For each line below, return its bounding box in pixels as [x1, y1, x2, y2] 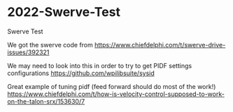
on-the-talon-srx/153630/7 [7, 97, 85, 105]
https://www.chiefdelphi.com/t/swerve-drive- [94, 40, 226, 49]
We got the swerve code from [7, 40, 93, 49]
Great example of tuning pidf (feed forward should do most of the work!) [7, 82, 216, 90]
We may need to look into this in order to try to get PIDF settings [7, 61, 192, 70]
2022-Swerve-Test [7, 4, 121, 20]
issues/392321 [7, 48, 50, 56]
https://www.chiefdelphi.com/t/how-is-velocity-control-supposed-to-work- [7, 90, 225, 98]
